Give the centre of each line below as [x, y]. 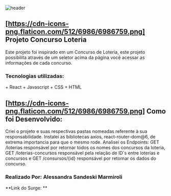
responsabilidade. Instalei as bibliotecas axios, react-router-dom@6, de [80, 136]
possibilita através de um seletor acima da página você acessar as [75, 57]
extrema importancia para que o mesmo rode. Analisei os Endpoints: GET [82, 142]
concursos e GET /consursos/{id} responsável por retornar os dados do [81, 158]
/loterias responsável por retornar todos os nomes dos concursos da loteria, [85, 147]
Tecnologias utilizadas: [35, 76]
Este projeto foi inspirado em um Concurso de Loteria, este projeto [75, 52]
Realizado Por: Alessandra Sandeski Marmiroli [64, 177]
